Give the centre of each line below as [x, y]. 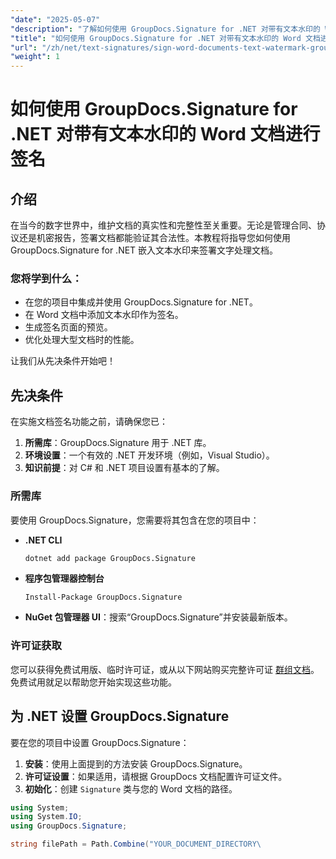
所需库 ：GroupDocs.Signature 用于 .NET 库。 [118, 443]
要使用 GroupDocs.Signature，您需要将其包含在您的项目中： [135, 520]
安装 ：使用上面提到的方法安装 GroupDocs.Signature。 [136, 763]
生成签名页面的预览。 [68, 327]
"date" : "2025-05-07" [55, 19]
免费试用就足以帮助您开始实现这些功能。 [93, 682]
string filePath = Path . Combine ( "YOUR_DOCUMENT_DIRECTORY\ [136, 844]
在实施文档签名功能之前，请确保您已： [89, 422]
